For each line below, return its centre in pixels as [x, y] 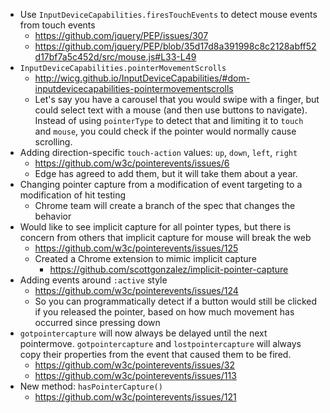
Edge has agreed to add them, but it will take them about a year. [166, 173]
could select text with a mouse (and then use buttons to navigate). [171, 110]
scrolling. [53, 142]
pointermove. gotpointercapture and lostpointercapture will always [160, 343]
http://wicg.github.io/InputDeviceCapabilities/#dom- [142, 78]
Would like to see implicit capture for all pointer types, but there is [155, 227]
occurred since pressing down [97, 322]
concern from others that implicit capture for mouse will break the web [165, 237]
